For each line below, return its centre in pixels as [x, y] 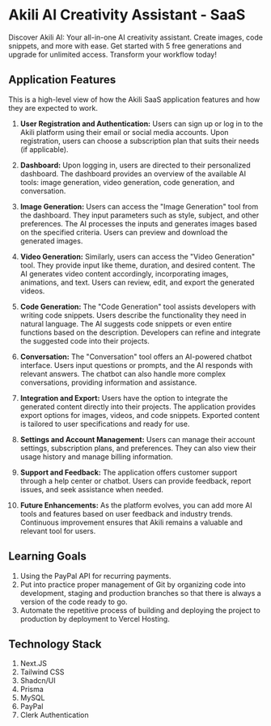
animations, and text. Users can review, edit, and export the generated [137, 282]
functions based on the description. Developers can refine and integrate [140, 332]
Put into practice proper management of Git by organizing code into [133, 585]
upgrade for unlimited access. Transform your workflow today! [112, 54]
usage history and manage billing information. [96, 456]
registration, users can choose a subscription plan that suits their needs [140, 141]
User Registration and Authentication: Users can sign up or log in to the [142, 124]
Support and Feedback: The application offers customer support [129, 472]
